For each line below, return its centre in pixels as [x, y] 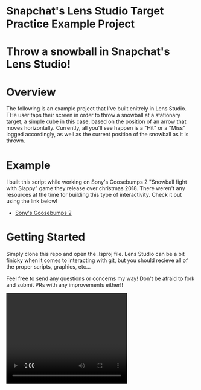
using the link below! [32, 201]
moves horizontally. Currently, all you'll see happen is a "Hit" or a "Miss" [96, 128]
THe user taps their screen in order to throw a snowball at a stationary [94, 115]
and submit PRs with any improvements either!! [65, 285]
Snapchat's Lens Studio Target [85, 11]
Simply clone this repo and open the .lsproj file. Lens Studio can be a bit [96, 254]
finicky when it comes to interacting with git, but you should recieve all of [97, 260]
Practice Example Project [71, 24]
